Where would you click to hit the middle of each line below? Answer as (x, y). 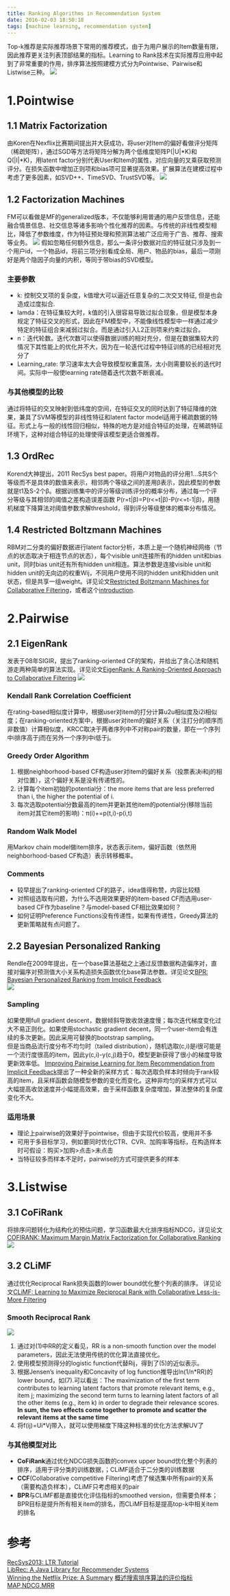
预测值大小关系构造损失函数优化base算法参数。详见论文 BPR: (123, 972)
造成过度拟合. (36, 304)
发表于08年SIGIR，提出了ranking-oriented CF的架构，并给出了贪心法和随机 (113, 661)
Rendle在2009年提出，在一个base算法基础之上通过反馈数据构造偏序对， (109, 963)
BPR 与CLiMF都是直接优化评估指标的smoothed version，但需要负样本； (117, 1495)
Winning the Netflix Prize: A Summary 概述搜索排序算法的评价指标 (100, 1578)
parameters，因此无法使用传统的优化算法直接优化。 (90, 1355)
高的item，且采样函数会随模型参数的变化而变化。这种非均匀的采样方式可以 (112, 1080)
